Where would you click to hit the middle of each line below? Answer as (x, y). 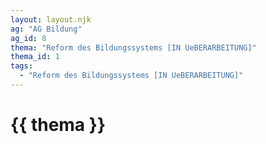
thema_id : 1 (35, 57)
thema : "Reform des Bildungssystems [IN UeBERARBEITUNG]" (133, 47)
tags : (21, 66)
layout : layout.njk (51, 19)
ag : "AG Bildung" (46, 29)
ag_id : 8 (28, 38)
